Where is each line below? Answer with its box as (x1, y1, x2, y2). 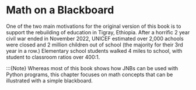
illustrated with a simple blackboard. (6, 77, 93, 84)
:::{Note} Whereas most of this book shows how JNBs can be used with (6, 64, 178, 71)
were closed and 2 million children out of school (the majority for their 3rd (6, 41, 184, 48)
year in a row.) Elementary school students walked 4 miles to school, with (6, 47, 183, 54)
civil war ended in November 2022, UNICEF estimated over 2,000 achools (6, 35, 184, 42)
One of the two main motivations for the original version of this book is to (6, 23, 181, 30)
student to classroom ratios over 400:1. (6, 53, 100, 60)
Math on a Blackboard (6, 3, 114, 17)
